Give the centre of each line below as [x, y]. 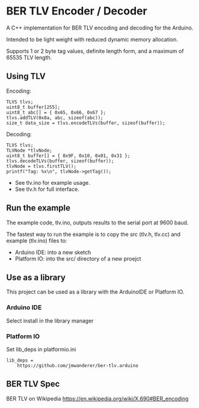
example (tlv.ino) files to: [37, 240]
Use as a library [36, 277]
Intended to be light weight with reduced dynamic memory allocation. [92, 39]
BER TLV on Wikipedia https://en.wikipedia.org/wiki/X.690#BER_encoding [97, 398]
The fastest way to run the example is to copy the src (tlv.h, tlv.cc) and [93, 234]
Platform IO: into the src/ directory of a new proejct [78, 258]
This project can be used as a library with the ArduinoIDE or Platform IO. [95, 292]
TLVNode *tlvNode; [29, 150]
